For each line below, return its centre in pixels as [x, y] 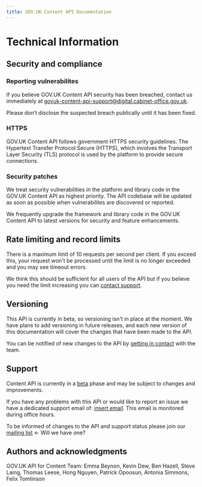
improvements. [25, 390]
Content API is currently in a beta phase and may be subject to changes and [101, 383]
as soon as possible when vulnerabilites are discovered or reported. [90, 203]
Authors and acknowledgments [67, 451]
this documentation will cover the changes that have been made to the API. [99, 332]
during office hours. [31, 414]
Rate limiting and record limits [63, 240]
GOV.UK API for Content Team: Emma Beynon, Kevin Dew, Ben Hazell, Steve [101, 466]
